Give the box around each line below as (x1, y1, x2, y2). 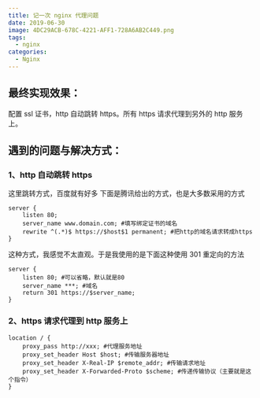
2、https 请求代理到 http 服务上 (8, 315, 128, 326)
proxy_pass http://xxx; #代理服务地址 (22, 342, 143, 350)
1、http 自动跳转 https (8, 170, 93, 180)
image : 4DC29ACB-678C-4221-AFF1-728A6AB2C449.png (8, 26, 175, 34)
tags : (8, 33, 26, 42)
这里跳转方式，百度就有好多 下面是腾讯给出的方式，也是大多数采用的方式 (8, 189, 245, 198)
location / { (8, 334, 51, 342)
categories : (8, 48, 47, 56)
